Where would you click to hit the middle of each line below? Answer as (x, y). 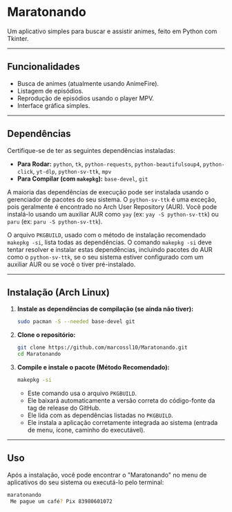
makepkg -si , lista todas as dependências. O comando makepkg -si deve (109, 242)
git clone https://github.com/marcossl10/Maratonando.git (102, 348)
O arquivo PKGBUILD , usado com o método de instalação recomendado (107, 235)
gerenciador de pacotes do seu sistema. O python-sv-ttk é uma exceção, (112, 199)
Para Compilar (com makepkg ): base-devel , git (83, 179)
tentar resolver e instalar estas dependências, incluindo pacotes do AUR (110, 249)
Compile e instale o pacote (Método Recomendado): (93, 367)
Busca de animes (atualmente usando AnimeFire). (88, 83)
